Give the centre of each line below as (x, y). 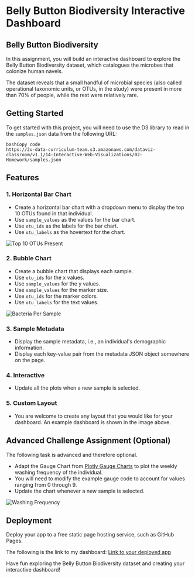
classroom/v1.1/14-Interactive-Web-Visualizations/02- (74, 154)
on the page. (30, 360)
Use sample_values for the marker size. (61, 290)
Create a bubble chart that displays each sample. (74, 271)
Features (23, 178)
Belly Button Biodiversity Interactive (96, 11)
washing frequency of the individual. (59, 472)
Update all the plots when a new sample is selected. (77, 388)
